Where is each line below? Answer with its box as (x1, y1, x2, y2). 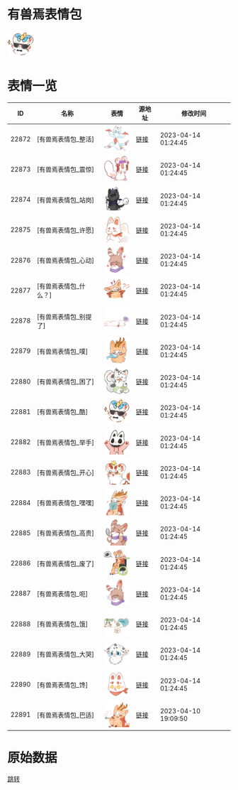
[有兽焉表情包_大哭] (36, 650, 94, 659)
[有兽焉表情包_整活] (36, 135, 94, 144)
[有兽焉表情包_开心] (36, 468, 94, 477)
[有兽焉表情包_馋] (36, 680, 89, 689)
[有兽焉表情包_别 (36, 312, 86, 320)
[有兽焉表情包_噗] (36, 347, 89, 355)
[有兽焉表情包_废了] (36, 559, 94, 568)
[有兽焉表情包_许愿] (36, 225, 94, 234)
